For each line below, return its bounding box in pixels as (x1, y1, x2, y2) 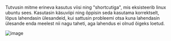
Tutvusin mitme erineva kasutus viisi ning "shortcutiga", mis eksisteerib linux (5, 5, 166, 10)
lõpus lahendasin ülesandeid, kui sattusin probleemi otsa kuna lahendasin (5, 15, 160, 21)
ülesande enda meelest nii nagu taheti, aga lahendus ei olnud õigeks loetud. (5, 20, 165, 26)
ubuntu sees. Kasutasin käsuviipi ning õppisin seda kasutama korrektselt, (5, 10, 159, 16)
